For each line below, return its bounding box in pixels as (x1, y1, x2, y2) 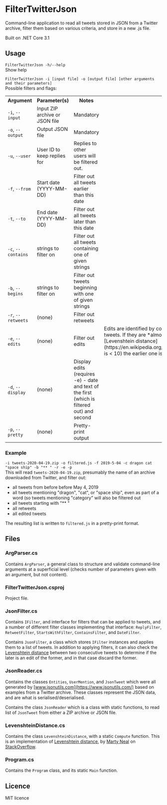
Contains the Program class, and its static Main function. (5, 767, 118, 774)
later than (74, 218, 96, 225)
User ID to (37, 146, 61, 153)
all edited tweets (12, 511, 46, 517)
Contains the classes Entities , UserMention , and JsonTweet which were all (5, 679, 156, 685)
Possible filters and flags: (5, 85, 57, 91)
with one (74, 290, 94, 297)
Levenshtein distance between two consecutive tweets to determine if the (5, 650, 157, 656)
